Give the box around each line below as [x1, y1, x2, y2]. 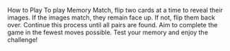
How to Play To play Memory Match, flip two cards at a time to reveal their [7, 6, 223, 14]
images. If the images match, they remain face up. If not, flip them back [7, 13, 216, 22]
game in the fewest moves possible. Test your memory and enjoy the [7, 28, 209, 36]
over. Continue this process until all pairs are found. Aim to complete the [7, 21, 218, 29]
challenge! [7, 36, 38, 44]
